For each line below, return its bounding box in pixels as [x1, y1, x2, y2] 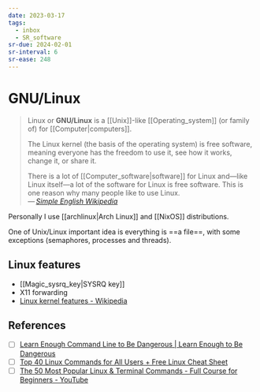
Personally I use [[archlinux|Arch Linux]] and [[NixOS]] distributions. [8, 211, 229, 221]
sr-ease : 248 [8, 56, 51, 64]
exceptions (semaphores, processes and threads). [8, 235, 172, 245]
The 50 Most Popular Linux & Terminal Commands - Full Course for [19, 366, 238, 375]
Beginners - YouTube [19, 375, 89, 384]
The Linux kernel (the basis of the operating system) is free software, [27, 139, 253, 148]
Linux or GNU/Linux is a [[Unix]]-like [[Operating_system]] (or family [27, 115, 250, 125]
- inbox [15, 26, 41, 34]
